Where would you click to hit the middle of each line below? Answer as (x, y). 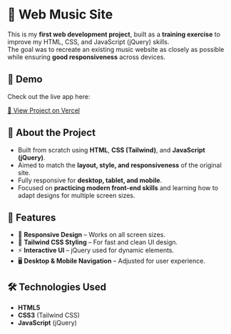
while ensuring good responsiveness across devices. (87, 57)
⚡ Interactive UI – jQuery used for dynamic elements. (96, 250)
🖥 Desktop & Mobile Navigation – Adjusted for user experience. (111, 261)
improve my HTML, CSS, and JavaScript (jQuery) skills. (88, 41)
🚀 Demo (25, 79)
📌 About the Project (52, 133)
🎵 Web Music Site (60, 15)
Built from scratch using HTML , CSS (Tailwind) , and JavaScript (111, 150)
